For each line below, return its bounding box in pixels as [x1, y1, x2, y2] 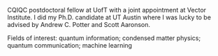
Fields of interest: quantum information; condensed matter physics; [7, 34, 201, 42]
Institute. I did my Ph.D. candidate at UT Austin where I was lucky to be [7, 13, 212, 21]
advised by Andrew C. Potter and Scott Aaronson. [7, 21, 151, 28]
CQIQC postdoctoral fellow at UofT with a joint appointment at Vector [7, 6, 207, 14]
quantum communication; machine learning [7, 41, 133, 49]
